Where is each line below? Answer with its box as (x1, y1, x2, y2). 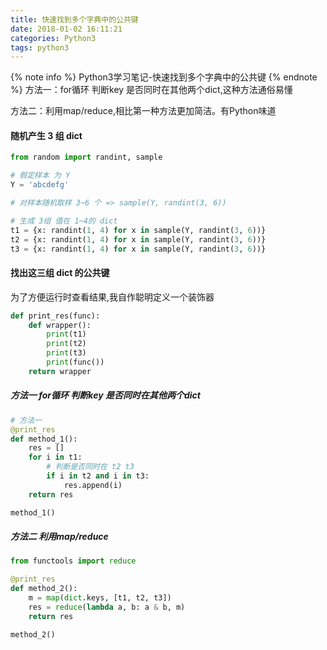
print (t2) (46, 339, 87, 349)
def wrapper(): (28, 320, 92, 330)
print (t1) (46, 329, 87, 340)
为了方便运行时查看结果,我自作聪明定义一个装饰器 (10, 291, 215, 303)
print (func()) (46, 357, 105, 368)
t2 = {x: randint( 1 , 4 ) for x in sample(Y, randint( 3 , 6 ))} (10, 234, 267, 245)
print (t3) (46, 348, 87, 358)
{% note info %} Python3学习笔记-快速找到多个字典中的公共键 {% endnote (10, 71, 318, 83)
